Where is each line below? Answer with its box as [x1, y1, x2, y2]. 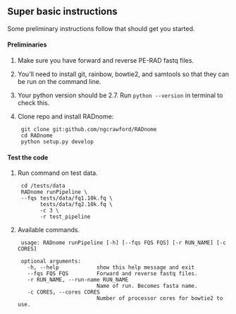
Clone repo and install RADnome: [17, 112, 114, 121]
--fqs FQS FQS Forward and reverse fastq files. [27, 270, 198, 277]
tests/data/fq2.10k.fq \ [39, 201, 113, 208]
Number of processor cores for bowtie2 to [96, 295, 223, 302]
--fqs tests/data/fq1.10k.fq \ [20, 195, 113, 202]
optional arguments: [20, 258, 81, 265]
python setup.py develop [20, 138, 94, 145]
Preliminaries [7, 40, 47, 49]
